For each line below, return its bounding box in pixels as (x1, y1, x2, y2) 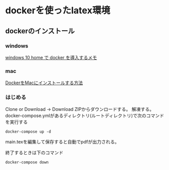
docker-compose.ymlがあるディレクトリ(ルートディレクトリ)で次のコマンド (5, 113, 164, 119)
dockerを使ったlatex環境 (5, 5, 110, 16)
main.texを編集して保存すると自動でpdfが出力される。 (5, 139, 120, 145)
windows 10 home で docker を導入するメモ (5, 54, 97, 60)
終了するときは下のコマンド (5, 150, 64, 156)
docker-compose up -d (5, 129, 51, 134)
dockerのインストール (5, 27, 75, 35)
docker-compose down (5, 160, 49, 165)
